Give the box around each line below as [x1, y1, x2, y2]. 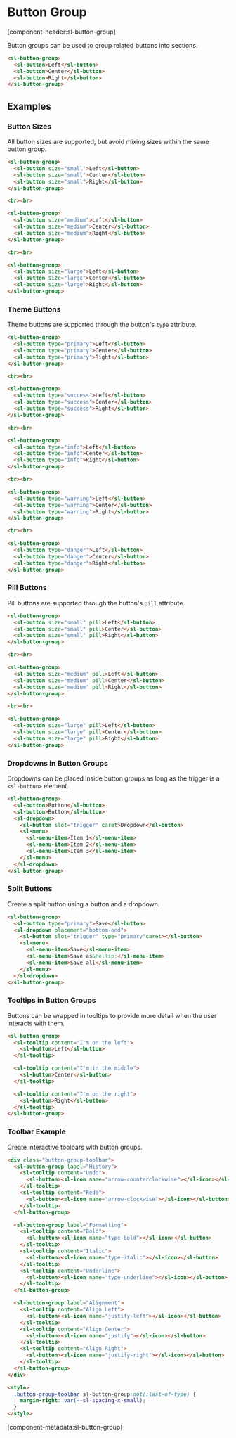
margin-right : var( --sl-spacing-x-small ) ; [20, 1397, 146, 1404]
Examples [7, 100, 51, 113]
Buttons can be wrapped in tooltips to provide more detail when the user [7, 1011, 217, 1020]
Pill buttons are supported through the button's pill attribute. [7, 598, 185, 607]
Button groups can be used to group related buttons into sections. [7, 41, 198, 49]
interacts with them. [7, 1019, 65, 1027]
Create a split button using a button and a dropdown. [7, 899, 160, 908]
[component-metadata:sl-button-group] [7, 1423, 123, 1432]
